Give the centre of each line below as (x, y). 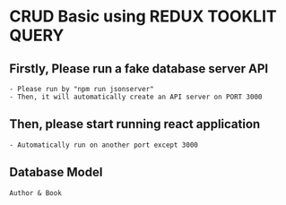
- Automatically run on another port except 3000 (104, 145)
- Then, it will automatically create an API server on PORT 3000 (136, 97)
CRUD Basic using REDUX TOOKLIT (143, 17)
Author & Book (36, 193)
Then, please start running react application (135, 124)
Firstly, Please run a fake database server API (139, 68)
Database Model (56, 172)
